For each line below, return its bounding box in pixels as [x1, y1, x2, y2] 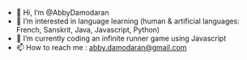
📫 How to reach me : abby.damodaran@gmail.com [15, 43, 187, 52]
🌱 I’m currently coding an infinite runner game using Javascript [15, 33, 227, 43]
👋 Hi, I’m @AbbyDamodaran [15, 8, 109, 17]
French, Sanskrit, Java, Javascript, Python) [15, 25, 160, 34]
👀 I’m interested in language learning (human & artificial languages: [15, 16, 241, 26]
